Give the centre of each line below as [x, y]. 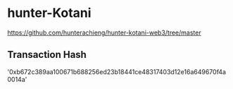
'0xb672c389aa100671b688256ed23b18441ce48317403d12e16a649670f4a [117, 71]
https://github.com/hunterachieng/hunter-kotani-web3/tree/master [105, 32]
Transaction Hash [47, 55]
